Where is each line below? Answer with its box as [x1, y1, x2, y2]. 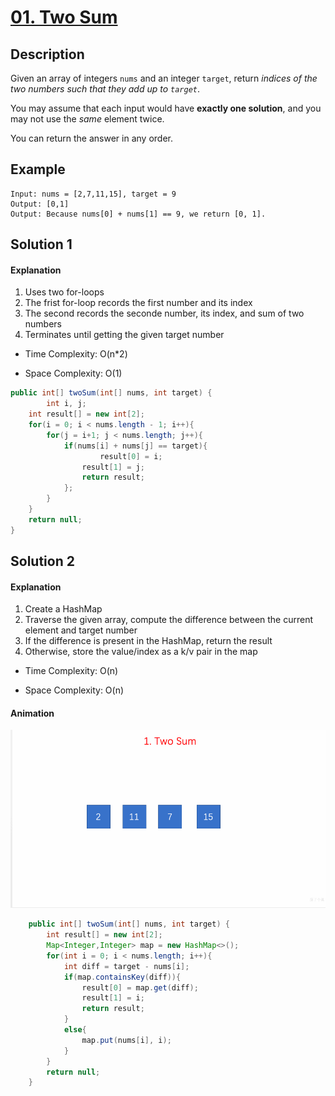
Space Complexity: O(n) [24, 684, 125, 696]
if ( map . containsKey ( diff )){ [63, 972, 182, 982]
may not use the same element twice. [10, 113, 165, 125]
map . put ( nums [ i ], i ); [81, 1035, 172, 1045]
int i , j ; [46, 399, 87, 409]
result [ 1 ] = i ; [81, 993, 145, 1003]
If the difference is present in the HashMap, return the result [24, 635, 273, 647]
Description [10, 46, 85, 63]
